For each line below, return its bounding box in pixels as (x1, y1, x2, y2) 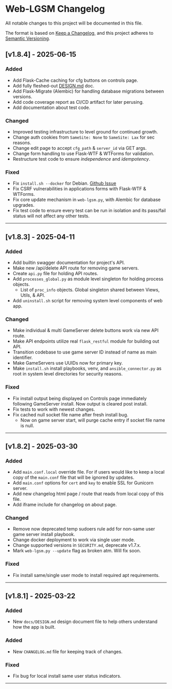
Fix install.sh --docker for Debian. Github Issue (12, 180, 117, 187)
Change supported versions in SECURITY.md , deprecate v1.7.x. (12, 542, 141, 548)
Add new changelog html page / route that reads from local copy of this (12, 491, 164, 497)
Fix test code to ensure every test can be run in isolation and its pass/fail (12, 208, 166, 214)
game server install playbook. (12, 531, 75, 538)
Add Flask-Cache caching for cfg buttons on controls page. (12, 77, 138, 83)
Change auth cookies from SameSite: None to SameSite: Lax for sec (12, 134, 155, 140)
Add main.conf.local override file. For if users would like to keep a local (12, 469, 165, 475)
